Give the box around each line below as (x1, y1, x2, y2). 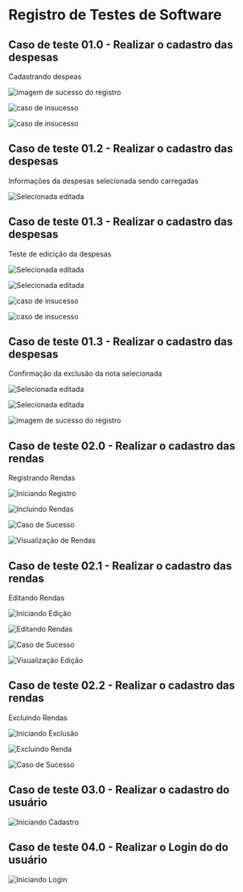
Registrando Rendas (8, 473, 76, 483)
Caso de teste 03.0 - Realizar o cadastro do (8, 783, 230, 797)
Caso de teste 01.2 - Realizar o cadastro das (8, 142, 233, 156)
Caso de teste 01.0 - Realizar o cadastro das (8, 38, 233, 52)
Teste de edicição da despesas (8, 248, 112, 259)
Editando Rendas (8, 593, 65, 602)
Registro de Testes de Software (8, 6, 222, 24)
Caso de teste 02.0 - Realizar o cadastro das (8, 439, 236, 452)
